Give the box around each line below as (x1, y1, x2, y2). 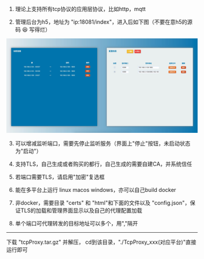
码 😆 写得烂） (15, 26, 51, 33)
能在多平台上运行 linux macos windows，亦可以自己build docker (15, 186, 177, 194)
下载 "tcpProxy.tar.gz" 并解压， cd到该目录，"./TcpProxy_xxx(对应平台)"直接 (6, 238, 197, 246)
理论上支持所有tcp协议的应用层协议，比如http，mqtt (15, 5, 146, 12)
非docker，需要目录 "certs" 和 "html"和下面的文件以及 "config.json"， (15, 199, 190, 207)
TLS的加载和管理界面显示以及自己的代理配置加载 (20, 207, 143, 215)
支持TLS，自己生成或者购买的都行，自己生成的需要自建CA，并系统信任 (15, 160, 192, 168)
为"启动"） (15, 147, 42, 155)
